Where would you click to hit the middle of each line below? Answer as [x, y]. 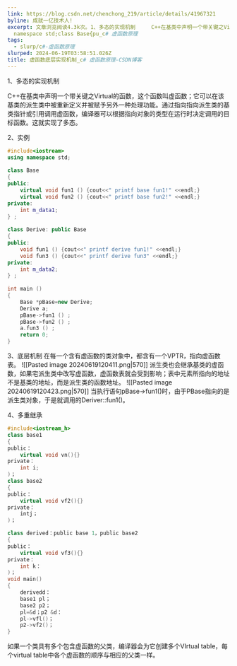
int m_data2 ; [39, 269]
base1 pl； [35, 599]
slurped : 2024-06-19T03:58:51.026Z [60, 54]
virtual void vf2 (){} [51, 501]
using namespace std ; [39, 157]
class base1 [25, 435]
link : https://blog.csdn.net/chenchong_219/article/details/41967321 [112, 14]
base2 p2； [35, 605]
